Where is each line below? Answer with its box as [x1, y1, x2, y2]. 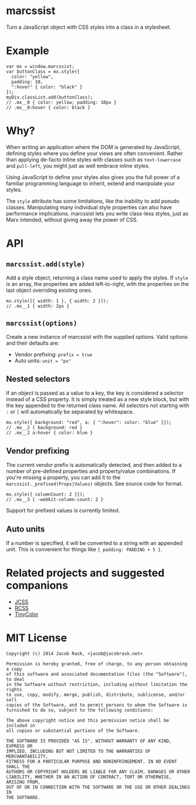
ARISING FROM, [6, 779, 41, 785]
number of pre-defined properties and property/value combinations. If [6, 468, 176, 475]
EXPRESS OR [6, 743, 33, 749]
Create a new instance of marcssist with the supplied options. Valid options [6, 333, 188, 340]
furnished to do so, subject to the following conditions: [6, 707, 154, 713]
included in [6, 722, 35, 729]
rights [6, 686, 22, 692]
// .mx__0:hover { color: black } [6, 105, 91, 110]
